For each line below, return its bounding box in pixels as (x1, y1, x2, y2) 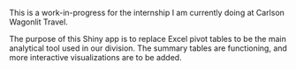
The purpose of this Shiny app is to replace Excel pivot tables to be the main (9, 34, 287, 44)
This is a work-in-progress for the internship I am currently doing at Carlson (9, 8, 285, 17)
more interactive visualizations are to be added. (9, 52, 183, 62)
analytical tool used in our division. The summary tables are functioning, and (9, 43, 287, 53)
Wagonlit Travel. (9, 17, 68, 27)
